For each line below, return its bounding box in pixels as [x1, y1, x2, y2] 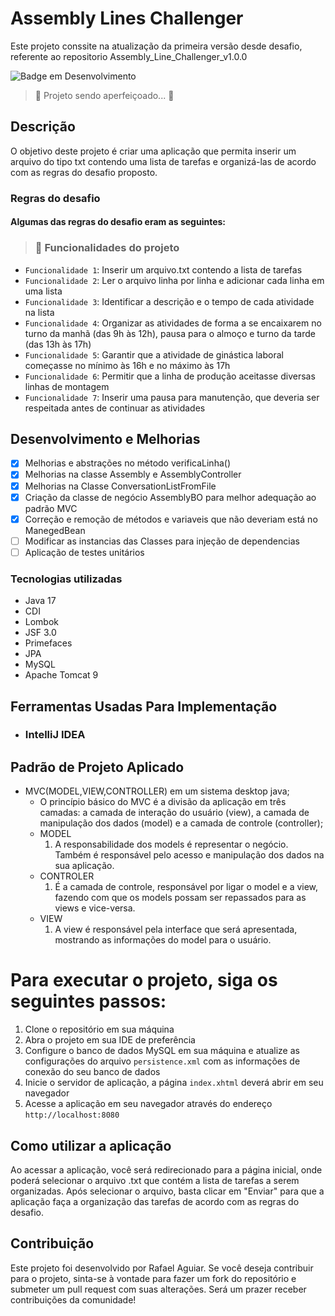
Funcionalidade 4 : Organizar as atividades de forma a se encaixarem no [24, 317, 322, 329]
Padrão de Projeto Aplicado [10, 758, 185, 776]
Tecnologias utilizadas [10, 572, 123, 586]
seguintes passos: [10, 990, 167, 1013]
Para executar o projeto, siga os [10, 969, 278, 992]
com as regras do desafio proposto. [10, 166, 158, 178]
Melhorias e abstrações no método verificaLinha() [24, 457, 231, 469]
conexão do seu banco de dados [24, 1066, 161, 1078]
